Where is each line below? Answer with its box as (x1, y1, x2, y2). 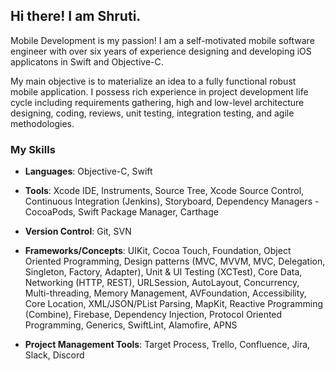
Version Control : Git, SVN (24, 225, 132, 238)
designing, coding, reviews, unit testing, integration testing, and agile (10, 107, 295, 119)
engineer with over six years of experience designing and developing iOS (10, 45, 312, 57)
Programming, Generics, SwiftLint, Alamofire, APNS (24, 319, 238, 331)
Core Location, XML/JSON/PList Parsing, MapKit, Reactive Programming (24, 298, 324, 310)
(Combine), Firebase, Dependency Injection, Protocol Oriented (24, 309, 283, 321)
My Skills (10, 142, 56, 156)
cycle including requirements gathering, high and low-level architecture (10, 96, 305, 108)
